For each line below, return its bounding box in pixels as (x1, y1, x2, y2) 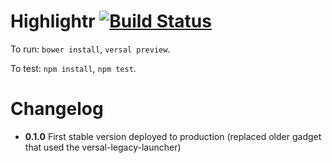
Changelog (10, 98, 104, 120)
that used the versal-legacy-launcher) (24, 141, 182, 153)
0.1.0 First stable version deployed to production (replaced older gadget (24, 130, 322, 142)
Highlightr (10, 10, 96, 33)
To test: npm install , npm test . (10, 62, 137, 74)
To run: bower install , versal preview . (10, 43, 171, 55)
